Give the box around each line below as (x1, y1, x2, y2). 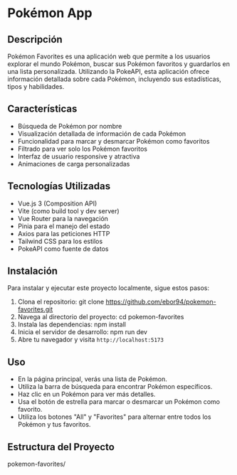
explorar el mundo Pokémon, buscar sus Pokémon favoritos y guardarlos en (7, 60, 230, 68)
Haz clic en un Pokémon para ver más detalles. (17, 390, 156, 399)
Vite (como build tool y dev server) (17, 206, 120, 215)
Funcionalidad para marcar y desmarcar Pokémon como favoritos (17, 137, 210, 145)
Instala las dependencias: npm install (17, 320, 127, 329)
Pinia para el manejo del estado (17, 222, 110, 230)
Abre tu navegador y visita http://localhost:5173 (17, 336, 164, 344)
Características (7, 103, 78, 115)
